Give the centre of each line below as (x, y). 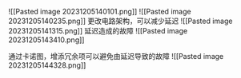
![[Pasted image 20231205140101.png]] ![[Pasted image (100, 12)
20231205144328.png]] (47, 65)
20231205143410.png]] (46, 40)
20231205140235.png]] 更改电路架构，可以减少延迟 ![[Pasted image (120, 21)
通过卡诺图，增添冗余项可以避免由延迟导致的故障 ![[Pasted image (116, 56)
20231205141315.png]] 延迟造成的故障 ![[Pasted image (98, 31)
